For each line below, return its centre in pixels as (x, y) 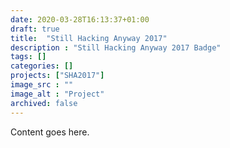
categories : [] (42, 66)
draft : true (35, 29)
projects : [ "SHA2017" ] (57, 76)
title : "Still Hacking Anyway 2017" (89, 38)
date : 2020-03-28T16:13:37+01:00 (80, 19)
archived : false (44, 103)
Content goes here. (50, 132)
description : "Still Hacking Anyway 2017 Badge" (116, 47)
